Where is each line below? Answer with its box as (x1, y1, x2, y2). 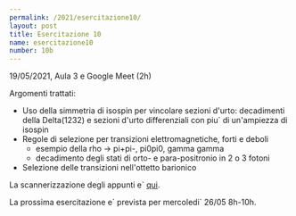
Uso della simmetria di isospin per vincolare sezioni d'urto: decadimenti (21, 105, 285, 116)
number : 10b (9, 46, 53, 55)
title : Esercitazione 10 (9, 29, 102, 38)
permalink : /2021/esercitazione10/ (9, 12, 142, 22)
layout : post (9, 21, 58, 30)
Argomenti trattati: (9, 88, 77, 99)
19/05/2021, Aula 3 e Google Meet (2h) (9, 71, 152, 81)
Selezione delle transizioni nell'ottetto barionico (21, 162, 197, 173)
